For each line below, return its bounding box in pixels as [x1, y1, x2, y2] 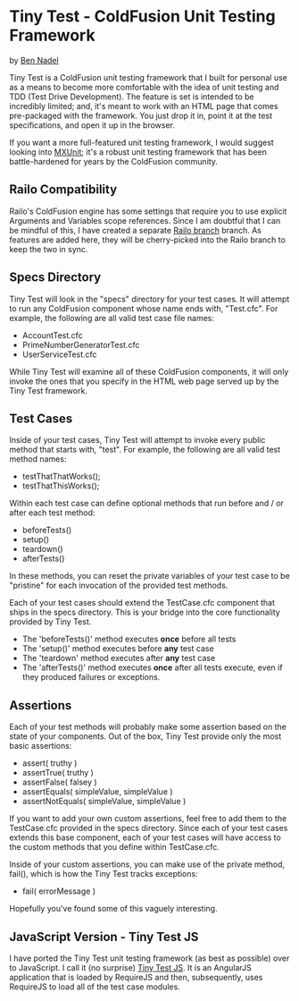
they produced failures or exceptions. [21, 672, 161, 683]
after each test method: [9, 507, 96, 518]
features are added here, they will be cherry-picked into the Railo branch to [9, 234, 286, 245]
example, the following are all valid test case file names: [9, 312, 214, 323]
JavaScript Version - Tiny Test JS [9, 929, 199, 945]
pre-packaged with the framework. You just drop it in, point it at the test [9, 110, 273, 121]
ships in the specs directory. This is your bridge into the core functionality [9, 607, 281, 618]
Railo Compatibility [9, 182, 118, 198]
